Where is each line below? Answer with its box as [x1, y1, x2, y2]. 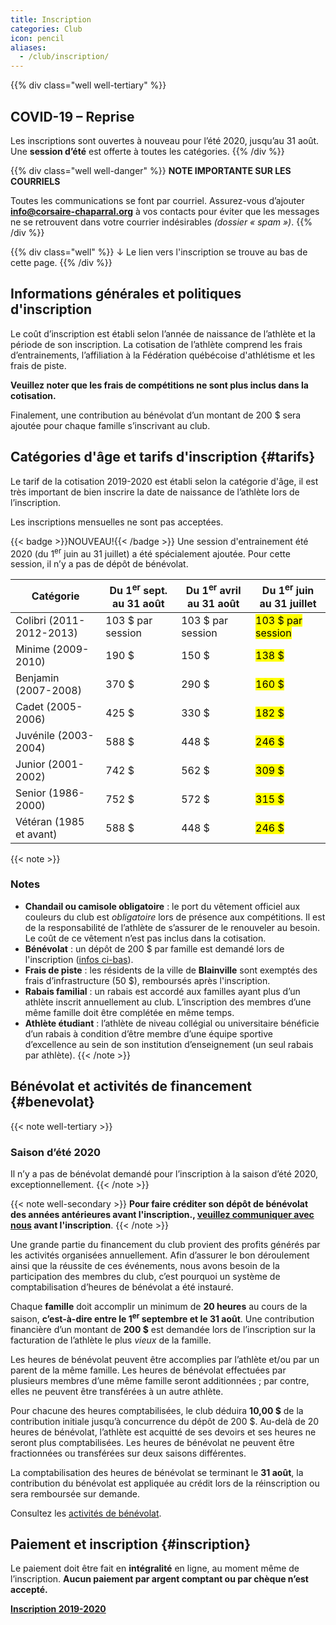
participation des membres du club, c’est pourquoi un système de [10, 1270, 281, 1282]
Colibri [15, 613, 47, 627]
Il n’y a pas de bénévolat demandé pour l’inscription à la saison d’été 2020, [10, 1167, 319, 1180]
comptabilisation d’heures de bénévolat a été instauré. [10, 1281, 234, 1293]
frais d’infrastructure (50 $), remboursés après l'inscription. [24, 974, 271, 986]
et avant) [15, 827, 58, 841]
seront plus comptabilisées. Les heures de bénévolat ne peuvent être [10, 1436, 295, 1448]
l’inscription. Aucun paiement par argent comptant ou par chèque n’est [10, 1573, 309, 1585]
